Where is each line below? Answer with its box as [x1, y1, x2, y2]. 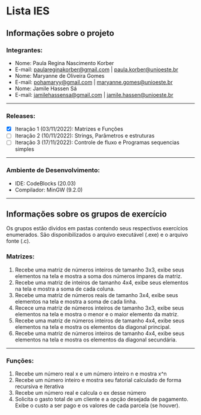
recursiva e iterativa [14, 383, 64, 390]
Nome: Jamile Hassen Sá [14, 85, 77, 92]
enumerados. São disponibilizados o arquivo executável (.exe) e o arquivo [6, 231, 188, 239]
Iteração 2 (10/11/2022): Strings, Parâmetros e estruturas [14, 132, 155, 139]
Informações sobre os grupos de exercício [6, 209, 167, 219]
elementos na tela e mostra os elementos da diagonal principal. [14, 323, 171, 330]
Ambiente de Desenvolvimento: [6, 166, 100, 175]
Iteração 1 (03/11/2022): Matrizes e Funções [14, 126, 124, 133]
